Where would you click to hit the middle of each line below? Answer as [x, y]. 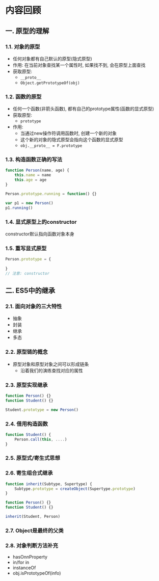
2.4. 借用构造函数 [27, 424]
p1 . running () [19, 208]
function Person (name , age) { [37, 170]
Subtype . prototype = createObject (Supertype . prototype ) [75, 489]
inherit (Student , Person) [33, 517]
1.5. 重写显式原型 [26, 248]
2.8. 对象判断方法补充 [32, 545]
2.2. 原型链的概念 [27, 352]
